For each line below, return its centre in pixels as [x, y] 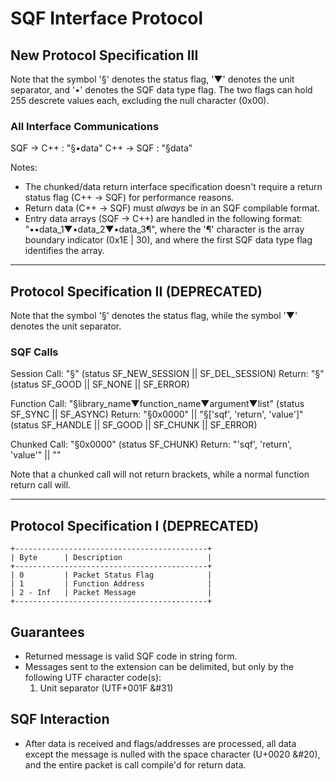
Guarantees [47, 632]
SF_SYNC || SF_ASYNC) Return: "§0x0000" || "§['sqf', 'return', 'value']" [157, 414]
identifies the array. [64, 251]
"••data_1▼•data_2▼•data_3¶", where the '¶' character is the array [164, 229]
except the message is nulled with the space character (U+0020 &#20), [172, 754]
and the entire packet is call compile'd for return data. [135, 764]
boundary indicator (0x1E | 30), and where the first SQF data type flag [168, 240]
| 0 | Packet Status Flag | [111, 575]
